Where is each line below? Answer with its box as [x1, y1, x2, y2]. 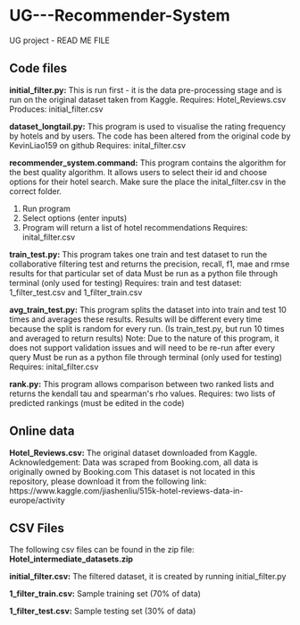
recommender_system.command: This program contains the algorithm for [9, 157, 287, 168]
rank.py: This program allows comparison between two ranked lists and [9, 378, 274, 389]
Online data [9, 424, 75, 439]
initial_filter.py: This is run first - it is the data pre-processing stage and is [9, 84, 283, 95]
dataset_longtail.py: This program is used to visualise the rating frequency [9, 121, 286, 131]
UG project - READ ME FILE [9, 35, 110, 46]
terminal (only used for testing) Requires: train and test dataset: [9, 277, 243, 288]
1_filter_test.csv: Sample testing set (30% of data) [9, 605, 196, 617]
